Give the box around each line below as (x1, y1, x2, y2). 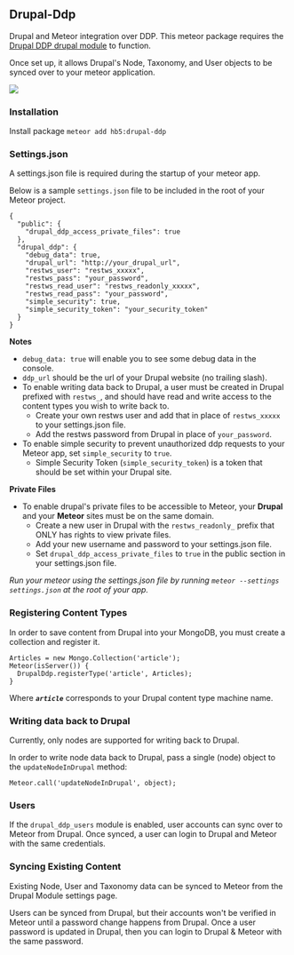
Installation (9, 106, 60, 118)
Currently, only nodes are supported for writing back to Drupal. (9, 735, 240, 745)
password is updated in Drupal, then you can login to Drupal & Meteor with (9, 926, 282, 936)
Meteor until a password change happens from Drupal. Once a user (9, 917, 256, 927)
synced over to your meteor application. (9, 67, 155, 77)
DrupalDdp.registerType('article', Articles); (17, 669, 193, 678)
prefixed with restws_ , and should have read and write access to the (21, 391, 273, 402)
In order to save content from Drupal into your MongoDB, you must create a (9, 626, 286, 638)
